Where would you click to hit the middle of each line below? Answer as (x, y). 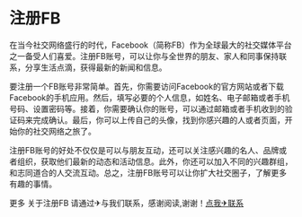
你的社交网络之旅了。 (56, 131)
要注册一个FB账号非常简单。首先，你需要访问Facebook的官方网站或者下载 (147, 86)
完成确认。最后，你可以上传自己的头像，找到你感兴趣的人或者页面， (159, 120)
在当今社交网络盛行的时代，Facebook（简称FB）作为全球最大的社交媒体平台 (151, 45)
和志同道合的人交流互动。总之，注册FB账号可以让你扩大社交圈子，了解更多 (148, 172)
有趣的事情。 (33, 184)
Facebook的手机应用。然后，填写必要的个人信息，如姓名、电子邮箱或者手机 (150, 97)
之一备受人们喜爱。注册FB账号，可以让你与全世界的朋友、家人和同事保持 (144, 56)
